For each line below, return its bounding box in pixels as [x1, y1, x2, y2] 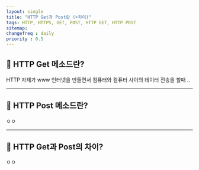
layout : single [6, 8, 44, 15]
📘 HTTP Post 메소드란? [6, 101, 88, 111]
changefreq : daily [6, 31, 54, 37]
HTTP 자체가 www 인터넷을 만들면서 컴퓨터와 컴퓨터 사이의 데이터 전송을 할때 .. [6, 76, 191, 83]
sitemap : [6, 25, 28, 31]
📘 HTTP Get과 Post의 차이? [6, 142, 104, 152]
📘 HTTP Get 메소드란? [6, 60, 85, 70]
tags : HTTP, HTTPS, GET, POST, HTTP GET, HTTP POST [6, 19, 136, 25]
